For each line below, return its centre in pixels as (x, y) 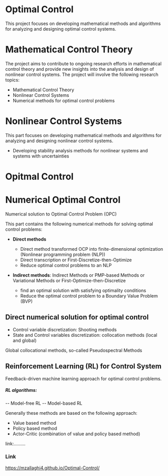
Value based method (34, 423)
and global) (24, 340)
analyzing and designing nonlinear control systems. (59, 141)
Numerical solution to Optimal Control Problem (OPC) (61, 214)
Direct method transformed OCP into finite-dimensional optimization (92, 249)
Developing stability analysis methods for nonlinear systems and (80, 150)
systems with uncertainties (41, 156)
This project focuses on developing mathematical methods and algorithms (83, 23)
